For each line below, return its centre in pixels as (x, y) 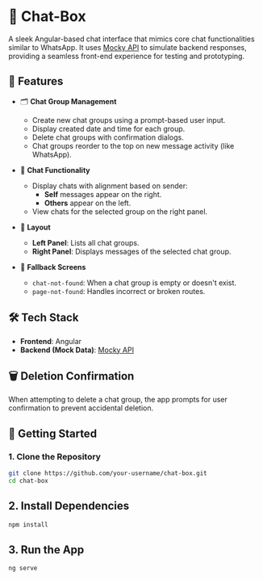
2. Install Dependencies (69, 506)
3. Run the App (46, 550)
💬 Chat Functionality (55, 170)
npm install (28, 524)
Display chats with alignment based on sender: (110, 186)
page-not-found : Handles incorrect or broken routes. (119, 291)
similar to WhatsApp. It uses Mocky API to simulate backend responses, (128, 47)
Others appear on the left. (88, 203)
